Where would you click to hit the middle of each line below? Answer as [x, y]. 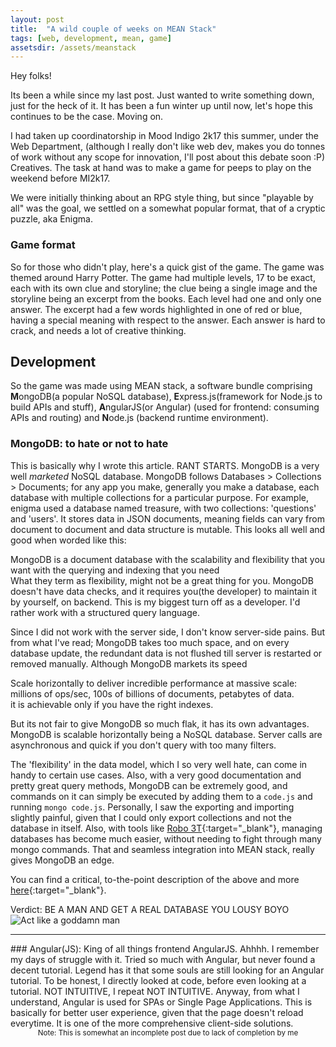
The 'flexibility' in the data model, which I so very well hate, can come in [159, 764]
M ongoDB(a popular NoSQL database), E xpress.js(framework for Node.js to [166, 397]
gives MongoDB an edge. [62, 860]
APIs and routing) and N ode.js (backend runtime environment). [139, 418]
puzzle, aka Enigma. [52, 219]
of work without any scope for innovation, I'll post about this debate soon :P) [168, 157]
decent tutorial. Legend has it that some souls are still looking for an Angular [167, 970]
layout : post [37, 19]
